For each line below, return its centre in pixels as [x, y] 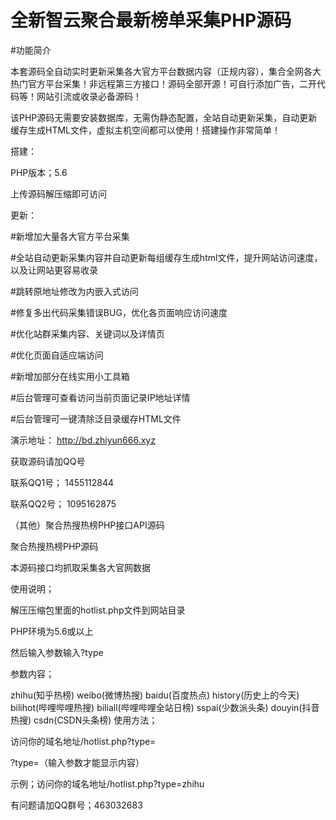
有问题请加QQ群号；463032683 [76, 805]
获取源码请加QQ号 [48, 461]
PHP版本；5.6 [39, 172]
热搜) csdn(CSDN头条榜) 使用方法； [84, 720]
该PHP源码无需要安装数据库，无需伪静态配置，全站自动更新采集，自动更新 [164, 117]
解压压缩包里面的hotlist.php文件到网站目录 [98, 610]
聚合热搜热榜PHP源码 [54, 546]
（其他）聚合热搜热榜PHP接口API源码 [87, 525]
